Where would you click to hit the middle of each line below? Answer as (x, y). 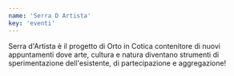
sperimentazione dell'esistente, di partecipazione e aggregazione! (117, 63)
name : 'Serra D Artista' (50, 16)
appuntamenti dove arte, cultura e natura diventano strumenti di (114, 54)
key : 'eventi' (32, 23)
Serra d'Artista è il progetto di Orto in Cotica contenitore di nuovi (114, 46)
